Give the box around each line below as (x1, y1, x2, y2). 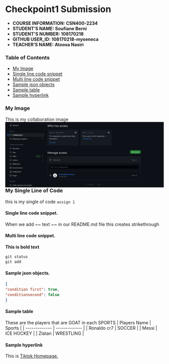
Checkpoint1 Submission (5, 4, 112, 15)
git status (5, 254, 28, 259)
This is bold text (5, 244, 39, 250)
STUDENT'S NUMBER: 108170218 (12, 31, 84, 37)
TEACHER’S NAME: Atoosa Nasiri (12, 41, 84, 47)
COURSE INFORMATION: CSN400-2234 (12, 20, 98, 26)
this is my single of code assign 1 (5, 199, 75, 205)
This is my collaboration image (5, 116, 69, 122)
